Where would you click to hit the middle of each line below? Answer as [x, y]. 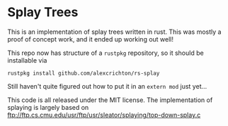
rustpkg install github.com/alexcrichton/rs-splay [84, 73]
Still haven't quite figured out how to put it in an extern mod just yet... [107, 86]
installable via [27, 60]
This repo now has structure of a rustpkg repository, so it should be [106, 53]
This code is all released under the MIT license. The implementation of [110, 100]
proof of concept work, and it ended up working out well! [91, 39]
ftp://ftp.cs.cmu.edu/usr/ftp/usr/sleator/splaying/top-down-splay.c [104, 115]
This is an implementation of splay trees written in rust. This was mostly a [114, 32]
